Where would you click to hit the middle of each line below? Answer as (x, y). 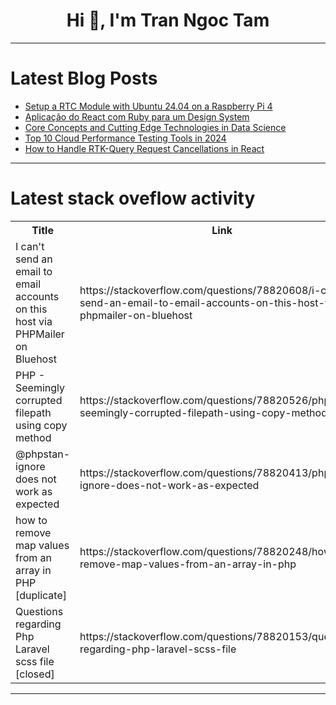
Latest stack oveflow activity (133, 198)
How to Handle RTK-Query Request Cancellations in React (144, 148)
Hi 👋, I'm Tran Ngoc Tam (168, 20)
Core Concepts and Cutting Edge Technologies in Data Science (155, 127)
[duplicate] (41, 595)
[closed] (35, 674)
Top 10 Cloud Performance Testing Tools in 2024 (125, 138)
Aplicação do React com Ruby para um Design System (137, 116)
